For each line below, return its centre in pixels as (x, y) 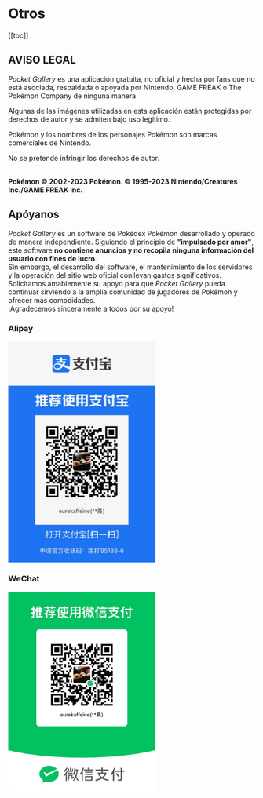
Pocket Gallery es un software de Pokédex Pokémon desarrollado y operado (131, 233)
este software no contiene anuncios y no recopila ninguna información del (131, 250)
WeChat (24, 579)
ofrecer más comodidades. (52, 300)
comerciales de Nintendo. (50, 143)
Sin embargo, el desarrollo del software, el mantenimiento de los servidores (130, 267)
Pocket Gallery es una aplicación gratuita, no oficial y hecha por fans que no (131, 78)
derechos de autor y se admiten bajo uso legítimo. (89, 119)
